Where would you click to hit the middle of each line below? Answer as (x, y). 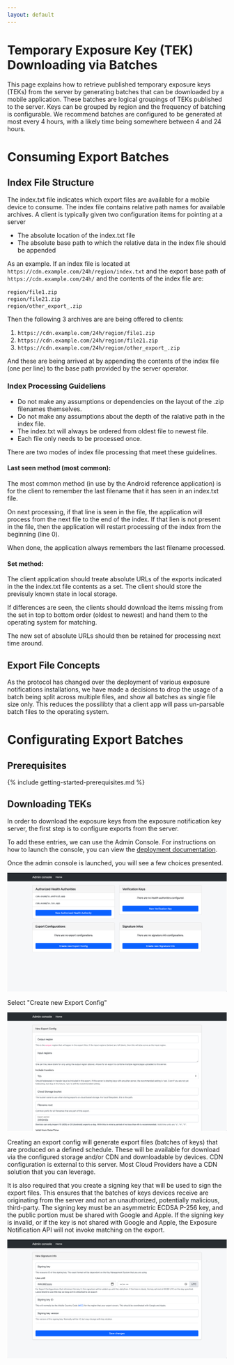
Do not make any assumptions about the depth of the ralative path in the (121, 416)
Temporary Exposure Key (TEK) (100, 50)
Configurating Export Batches (95, 740)
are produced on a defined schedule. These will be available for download (114, 1150)
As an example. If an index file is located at (69, 263)
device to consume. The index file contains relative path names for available (116, 207)
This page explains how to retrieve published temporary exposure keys (109, 84)
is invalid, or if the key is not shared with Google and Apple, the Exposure (112, 1223)
